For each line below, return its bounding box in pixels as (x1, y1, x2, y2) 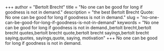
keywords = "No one (117, 19, 159, 25)
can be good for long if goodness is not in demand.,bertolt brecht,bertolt (5, 25, 152, 31)
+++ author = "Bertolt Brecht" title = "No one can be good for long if (5, 4, 143, 10)
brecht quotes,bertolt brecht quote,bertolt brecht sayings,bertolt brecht (5, 30, 149, 35)
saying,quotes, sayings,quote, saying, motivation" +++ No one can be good (5, 35, 158, 41)
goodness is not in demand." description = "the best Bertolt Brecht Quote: (5, 9, 154, 15)
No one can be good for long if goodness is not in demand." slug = (5, 15, 140, 20)
